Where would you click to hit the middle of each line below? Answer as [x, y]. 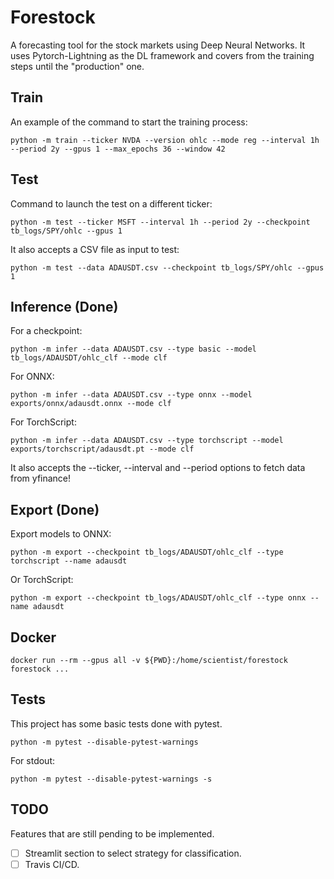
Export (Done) [55, 509]
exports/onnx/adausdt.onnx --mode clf [91, 404]
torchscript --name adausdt [69, 561]
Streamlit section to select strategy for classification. [133, 853]
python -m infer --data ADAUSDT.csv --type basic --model [133, 349]
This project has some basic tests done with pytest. [116, 723]
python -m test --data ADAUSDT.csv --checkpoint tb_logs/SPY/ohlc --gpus [167, 267]
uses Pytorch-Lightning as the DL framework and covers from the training [162, 55]
